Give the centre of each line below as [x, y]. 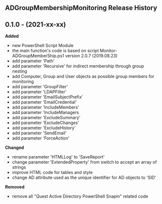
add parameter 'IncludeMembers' [45, 107]
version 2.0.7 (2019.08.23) [91, 56]
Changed [15, 148]
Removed [15, 187]
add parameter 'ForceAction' [41, 138]
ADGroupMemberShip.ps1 [38, 56]
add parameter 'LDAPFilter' [39, 92]
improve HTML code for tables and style [52, 173]
